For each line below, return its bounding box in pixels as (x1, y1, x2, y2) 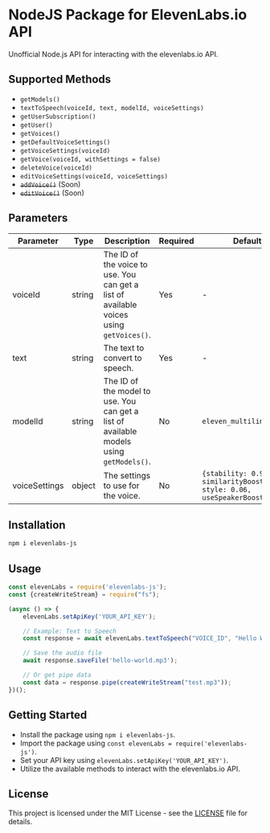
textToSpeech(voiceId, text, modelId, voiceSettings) (19, 104, 204, 112)
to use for (103, 480, 140, 491)
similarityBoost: (202, 477, 268, 486)
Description (104, 235, 150, 246)
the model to (103, 385, 151, 396)
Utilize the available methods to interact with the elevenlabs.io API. (19, 764, 241, 773)
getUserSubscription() (19, 113, 96, 121)
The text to (103, 342, 145, 353)
